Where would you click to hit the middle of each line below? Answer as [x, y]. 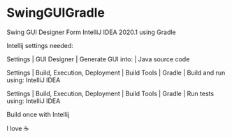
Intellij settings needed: [40, 45]
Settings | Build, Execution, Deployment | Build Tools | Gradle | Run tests [110, 93]
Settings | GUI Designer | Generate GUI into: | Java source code [98, 59]
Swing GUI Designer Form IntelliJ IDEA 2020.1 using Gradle [91, 32]
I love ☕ [18, 128]
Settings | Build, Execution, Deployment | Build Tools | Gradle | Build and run [116, 72]
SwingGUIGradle [56, 13]
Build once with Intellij [38, 114]
